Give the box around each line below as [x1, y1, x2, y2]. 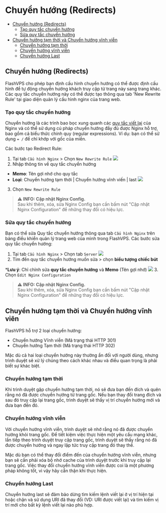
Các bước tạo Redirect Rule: [5, 145, 63, 151]
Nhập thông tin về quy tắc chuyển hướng [12, 161, 96, 167]
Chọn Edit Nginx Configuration [5, 272, 71, 278]
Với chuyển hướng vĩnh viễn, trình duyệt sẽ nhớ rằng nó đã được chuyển [5, 426, 153, 432]
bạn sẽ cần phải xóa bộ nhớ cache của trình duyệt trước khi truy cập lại [5, 457, 151, 463]
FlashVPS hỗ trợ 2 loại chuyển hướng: [5, 328, 82, 334]
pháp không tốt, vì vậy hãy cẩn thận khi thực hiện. [5, 468, 107, 474]
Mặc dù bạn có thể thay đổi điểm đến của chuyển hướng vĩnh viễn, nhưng [5, 452, 157, 458]
